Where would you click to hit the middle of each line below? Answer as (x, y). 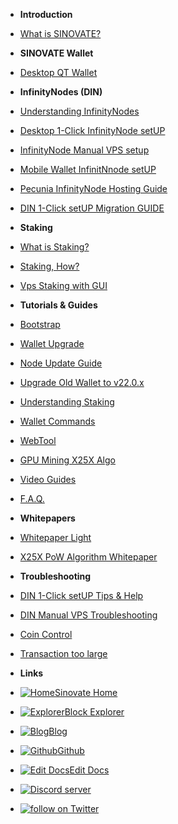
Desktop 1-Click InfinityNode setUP (92, 130)
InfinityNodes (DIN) (61, 92)
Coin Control (46, 634)
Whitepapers (47, 518)
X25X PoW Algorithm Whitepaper (88, 557)
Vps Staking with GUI (63, 285)
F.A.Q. (32, 498)
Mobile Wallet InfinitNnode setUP (88, 169)
